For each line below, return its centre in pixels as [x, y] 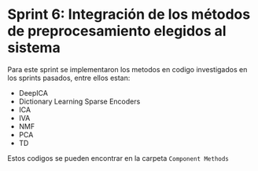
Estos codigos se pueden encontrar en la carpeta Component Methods [118, 158]
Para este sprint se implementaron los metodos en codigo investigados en [127, 69]
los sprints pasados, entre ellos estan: [69, 78]
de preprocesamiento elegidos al [117, 31]
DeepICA [33, 93]
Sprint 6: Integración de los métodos [129, 15]
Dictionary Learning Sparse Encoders [79, 101]
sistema [34, 48]
